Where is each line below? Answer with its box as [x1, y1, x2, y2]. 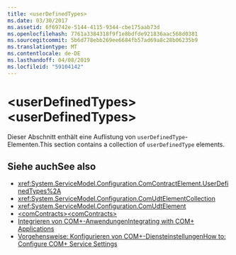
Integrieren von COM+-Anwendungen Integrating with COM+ [17, 217, 195, 226]
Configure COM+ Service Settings [17, 239, 118, 249]
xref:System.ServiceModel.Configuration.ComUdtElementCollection [17, 195, 216, 203]
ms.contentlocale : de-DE [7, 50, 81, 58]
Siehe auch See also [7, 161, 96, 173]
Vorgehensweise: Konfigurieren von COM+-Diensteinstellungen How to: [17, 232, 226, 241]
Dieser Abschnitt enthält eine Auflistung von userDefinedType [7, 132, 186, 141]
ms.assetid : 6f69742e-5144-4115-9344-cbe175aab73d [7, 23, 160, 31]
